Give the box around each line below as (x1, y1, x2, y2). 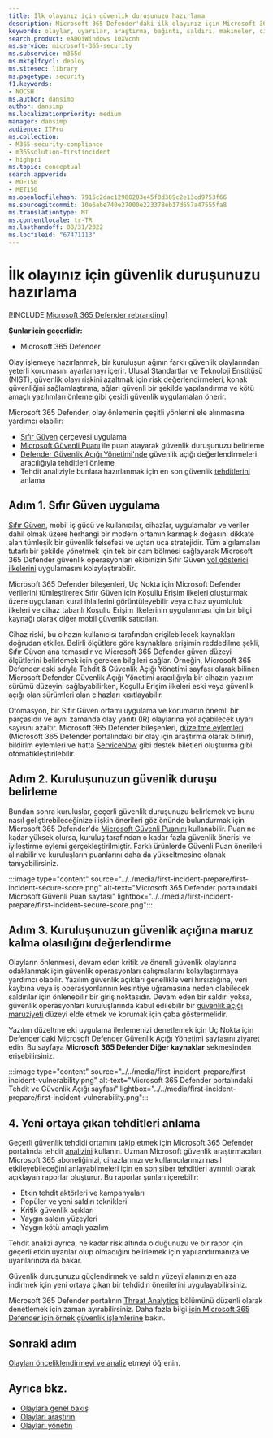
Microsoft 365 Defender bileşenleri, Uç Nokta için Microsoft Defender (8, 578, 241, 589)
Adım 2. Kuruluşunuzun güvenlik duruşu (8, 773, 218, 786)
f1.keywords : (8, 80, 53, 88)
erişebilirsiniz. (8, 1051, 55, 1061)
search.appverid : (8, 171, 67, 179)
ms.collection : (8, 132, 60, 141)
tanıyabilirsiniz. (8, 858, 59, 868)
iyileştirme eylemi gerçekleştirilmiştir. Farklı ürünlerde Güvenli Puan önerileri (8, 841, 262, 851)
